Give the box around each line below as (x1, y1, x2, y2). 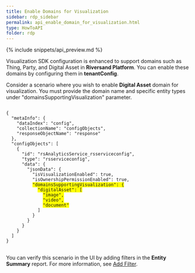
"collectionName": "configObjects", (16, 126, 107, 132)
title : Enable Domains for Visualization (6, 8, 109, 15)
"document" (43, 202, 69, 208)
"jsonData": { (27, 167, 61, 172)
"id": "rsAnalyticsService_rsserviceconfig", (21, 151, 135, 157)
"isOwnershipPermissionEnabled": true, (32, 177, 130, 183)
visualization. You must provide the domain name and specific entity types (6, 88, 186, 95)
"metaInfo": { (11, 115, 46, 122)
